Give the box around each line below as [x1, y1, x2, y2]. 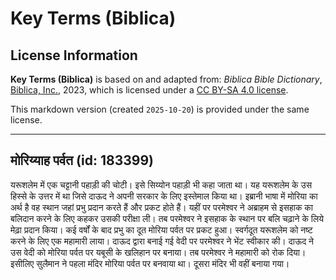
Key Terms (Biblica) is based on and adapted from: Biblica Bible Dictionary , [10, 73, 323, 85]
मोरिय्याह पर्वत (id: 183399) [10, 152, 154, 169]
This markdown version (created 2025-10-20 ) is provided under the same [10, 103, 310, 115]
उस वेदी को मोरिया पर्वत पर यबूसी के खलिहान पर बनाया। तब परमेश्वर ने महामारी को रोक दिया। [10, 246, 307, 258]
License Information [10, 47, 138, 64]
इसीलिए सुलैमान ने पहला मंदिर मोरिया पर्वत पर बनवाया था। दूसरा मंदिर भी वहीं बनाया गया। [10, 257, 290, 269]
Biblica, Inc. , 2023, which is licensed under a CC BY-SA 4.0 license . [10, 84, 289, 96]
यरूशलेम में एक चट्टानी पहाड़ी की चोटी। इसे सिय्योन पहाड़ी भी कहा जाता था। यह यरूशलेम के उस [10, 178, 312, 191]
